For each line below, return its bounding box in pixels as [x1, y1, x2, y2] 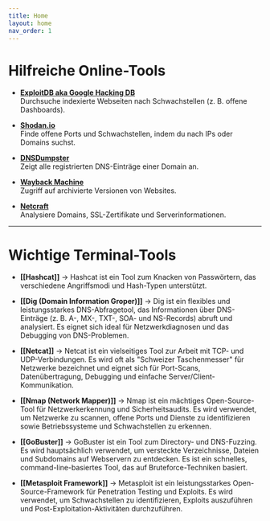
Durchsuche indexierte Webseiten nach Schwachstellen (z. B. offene [19, 96, 247, 106]
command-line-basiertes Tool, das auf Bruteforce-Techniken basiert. [19, 463, 248, 473]
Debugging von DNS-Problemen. [19, 330, 129, 340]
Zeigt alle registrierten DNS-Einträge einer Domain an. [19, 162, 199, 171]
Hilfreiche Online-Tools [8, 61, 166, 80]
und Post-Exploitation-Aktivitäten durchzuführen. [19, 504, 183, 514]
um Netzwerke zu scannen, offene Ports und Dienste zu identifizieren [19, 413, 251, 423]
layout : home [8, 19, 52, 27]
